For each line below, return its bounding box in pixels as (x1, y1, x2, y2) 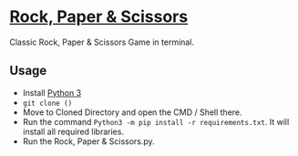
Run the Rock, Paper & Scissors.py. (22, 135, 155, 147)
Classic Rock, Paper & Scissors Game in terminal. (9, 36, 194, 47)
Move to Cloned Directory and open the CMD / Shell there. (22, 107, 243, 118)
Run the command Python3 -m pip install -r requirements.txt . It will (22, 116, 290, 127)
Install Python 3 (22, 87, 82, 98)
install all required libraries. (22, 126, 125, 137)
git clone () (22, 99, 73, 108)
